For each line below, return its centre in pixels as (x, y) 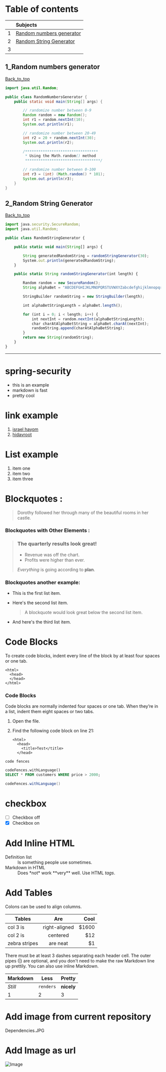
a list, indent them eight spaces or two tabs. (50, 712)
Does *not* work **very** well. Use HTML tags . (66, 873)
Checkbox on (26, 823)
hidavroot (22, 434)
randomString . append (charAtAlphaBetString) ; (78, 328)
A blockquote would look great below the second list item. (83, 613)
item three (23, 479)
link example (32, 415)
